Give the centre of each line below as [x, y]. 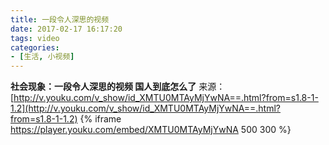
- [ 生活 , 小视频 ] [42, 57]
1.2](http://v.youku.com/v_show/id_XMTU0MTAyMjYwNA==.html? [146, 108]
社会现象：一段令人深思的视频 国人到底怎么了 [103, 87]
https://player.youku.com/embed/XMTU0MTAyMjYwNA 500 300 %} [151, 130]
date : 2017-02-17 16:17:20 [66, 29]
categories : [35, 47]
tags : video [35, 38]
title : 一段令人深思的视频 [60, 19]
